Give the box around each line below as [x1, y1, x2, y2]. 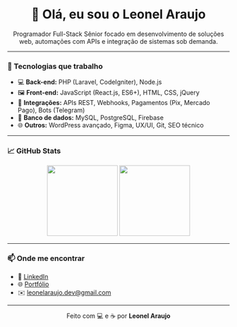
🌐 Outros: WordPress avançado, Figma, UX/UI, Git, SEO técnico [17, 121, 205, 130]
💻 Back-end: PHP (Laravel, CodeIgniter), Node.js [17, 78, 162, 87]
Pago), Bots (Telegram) [17, 106, 85, 115]
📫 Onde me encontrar [7, 254, 85, 264]
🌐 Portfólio [17, 280, 49, 288]
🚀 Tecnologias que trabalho [7, 61, 104, 71]
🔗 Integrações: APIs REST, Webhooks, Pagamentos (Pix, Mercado [17, 99, 210, 107]
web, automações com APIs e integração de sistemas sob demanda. [18, 37, 219, 45]
